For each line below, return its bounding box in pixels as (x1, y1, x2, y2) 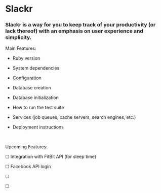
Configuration (12, 75, 42, 81)
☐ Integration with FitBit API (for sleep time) (5, 153, 97, 160)
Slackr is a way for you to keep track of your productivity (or (5, 21, 156, 28)
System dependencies (12, 65, 60, 71)
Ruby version (12, 55, 41, 61)
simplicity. (5, 34, 32, 41)
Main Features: (5, 45, 36, 51)
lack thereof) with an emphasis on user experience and (5, 27, 143, 35)
